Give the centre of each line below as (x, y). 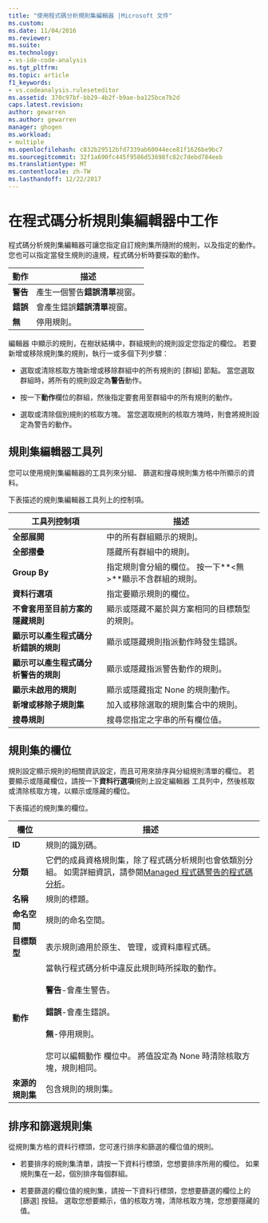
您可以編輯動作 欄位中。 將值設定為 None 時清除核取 (144, 1056)
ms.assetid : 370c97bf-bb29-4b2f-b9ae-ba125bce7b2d (94, 98)
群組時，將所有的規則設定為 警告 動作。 (83, 380)
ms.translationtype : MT (48, 165)
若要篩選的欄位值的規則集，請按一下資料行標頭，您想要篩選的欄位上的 (135, 1191)
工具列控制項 (55, 521)
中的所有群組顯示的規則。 (154, 536)
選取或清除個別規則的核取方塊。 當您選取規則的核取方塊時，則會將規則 (136, 414)
